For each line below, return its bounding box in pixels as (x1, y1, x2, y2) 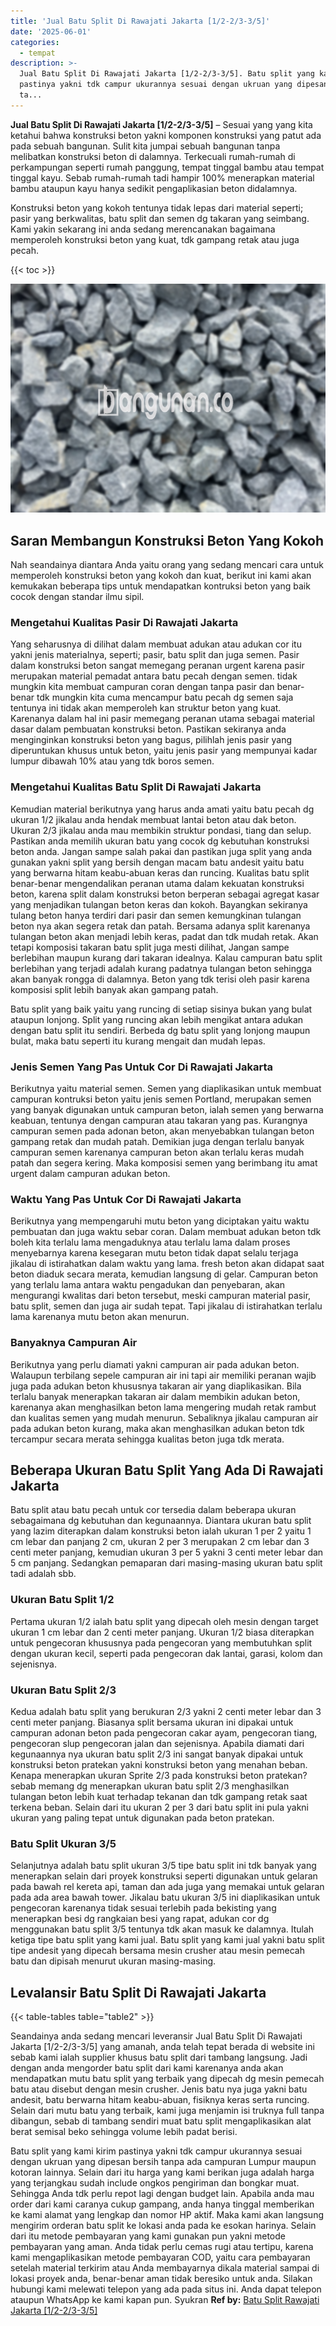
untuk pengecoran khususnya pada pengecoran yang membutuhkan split (10, 1636, 313, 1649)
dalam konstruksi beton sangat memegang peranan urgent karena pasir (10, 660, 305, 672)
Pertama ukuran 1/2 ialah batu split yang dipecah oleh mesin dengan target (10, 1615, 319, 1627)
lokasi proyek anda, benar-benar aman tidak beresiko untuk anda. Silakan (10, 2273, 313, 2285)
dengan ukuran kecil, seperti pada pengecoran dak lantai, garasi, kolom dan (10, 1647, 323, 1659)
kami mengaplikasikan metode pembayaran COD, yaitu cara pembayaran (10, 2251, 311, 2264)
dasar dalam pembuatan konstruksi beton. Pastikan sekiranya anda (10, 723, 287, 735)
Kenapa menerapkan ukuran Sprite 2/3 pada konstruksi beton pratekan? (10, 1769, 308, 1781)
